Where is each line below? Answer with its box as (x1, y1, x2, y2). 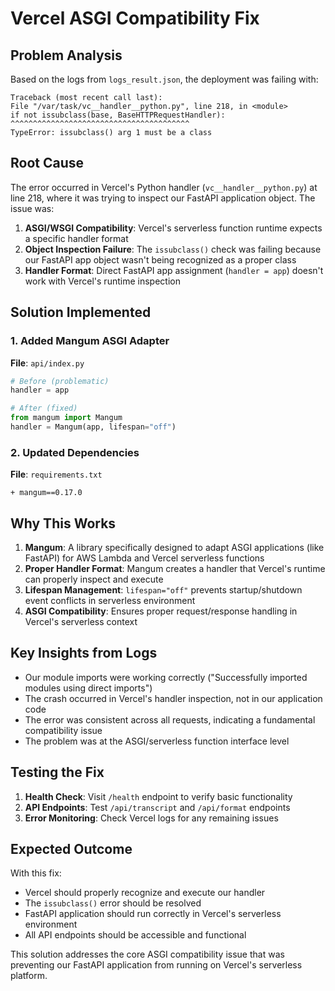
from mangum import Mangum (10, 413, 123, 423)
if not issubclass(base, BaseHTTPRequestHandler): (10, 110, 226, 120)
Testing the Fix (10, 764, 105, 781)
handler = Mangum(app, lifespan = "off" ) (10, 422, 177, 432)
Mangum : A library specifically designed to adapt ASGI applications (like (24, 541, 325, 553)
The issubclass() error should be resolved (24, 897, 202, 909)
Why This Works (10, 515, 117, 532)
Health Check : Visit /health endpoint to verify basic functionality (24, 790, 293, 802)
